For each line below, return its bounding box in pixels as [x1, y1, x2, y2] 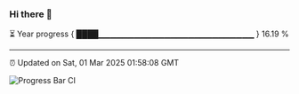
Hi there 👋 [9, 8, 53, 20]
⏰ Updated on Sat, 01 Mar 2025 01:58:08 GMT [9, 58, 180, 68]
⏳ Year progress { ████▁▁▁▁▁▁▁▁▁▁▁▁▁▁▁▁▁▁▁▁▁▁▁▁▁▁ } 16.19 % [9, 28, 289, 39]
